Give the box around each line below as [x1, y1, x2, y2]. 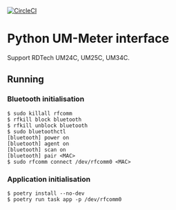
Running [7, 73, 45, 86]
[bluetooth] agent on [7, 140, 70, 147]
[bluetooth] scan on [7, 146, 67, 153]
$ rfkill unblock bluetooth [7, 122, 88, 129]
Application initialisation [7, 174, 91, 184]
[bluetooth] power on [7, 134, 70, 141]
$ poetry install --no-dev [7, 190, 85, 197]
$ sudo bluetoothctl [7, 128, 67, 135]
